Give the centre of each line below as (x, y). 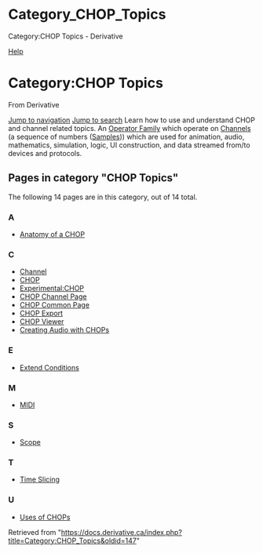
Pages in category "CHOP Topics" (93, 178)
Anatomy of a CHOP (52, 234)
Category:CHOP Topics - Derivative (66, 36)
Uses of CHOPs (45, 517)
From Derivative (34, 104)
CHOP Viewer (42, 322)
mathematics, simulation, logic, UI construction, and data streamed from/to (129, 145)
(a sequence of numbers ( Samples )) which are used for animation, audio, (126, 136)
